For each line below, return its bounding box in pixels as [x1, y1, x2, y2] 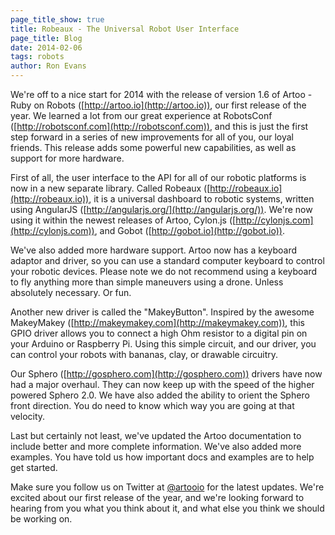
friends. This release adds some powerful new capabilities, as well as [10, 142, 297, 153]
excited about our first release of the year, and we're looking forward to [10, 492, 305, 503]
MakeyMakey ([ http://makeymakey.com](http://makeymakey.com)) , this [10, 317, 305, 328]
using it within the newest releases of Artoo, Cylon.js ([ [10, 214, 237, 226]
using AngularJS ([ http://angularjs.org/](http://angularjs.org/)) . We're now [10, 204, 313, 215]
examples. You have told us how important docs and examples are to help [10, 451, 315, 463]
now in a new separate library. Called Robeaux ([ [10, 182, 211, 194]
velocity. [10, 411, 46, 422]
